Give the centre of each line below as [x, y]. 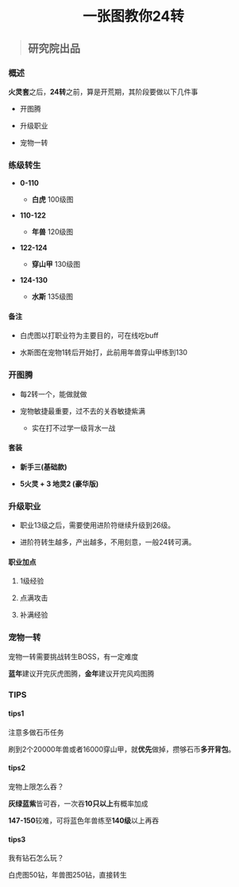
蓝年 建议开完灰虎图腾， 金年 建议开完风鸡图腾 [81, 673]
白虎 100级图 [52, 199]
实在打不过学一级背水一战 [73, 428]
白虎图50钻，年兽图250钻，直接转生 [67, 875]
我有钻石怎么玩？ [36, 858]
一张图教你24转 [133, 16]
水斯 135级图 [52, 296]
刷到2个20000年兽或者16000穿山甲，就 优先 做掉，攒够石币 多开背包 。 [122, 749]
